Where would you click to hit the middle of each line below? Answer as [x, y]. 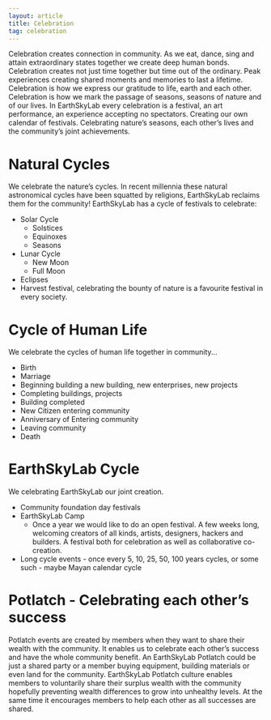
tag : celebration [38, 31]
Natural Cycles [59, 164]
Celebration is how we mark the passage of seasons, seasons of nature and [135, 97]
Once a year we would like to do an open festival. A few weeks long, [146, 525]
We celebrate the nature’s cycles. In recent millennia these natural [118, 186]
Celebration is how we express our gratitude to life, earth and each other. [130, 88]
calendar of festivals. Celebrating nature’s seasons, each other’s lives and [131, 123]
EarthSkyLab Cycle [74, 469]
